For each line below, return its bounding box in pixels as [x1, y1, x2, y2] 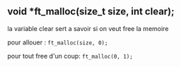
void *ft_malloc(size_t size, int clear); [7, 6, 175, 18]
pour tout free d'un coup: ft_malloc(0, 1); [7, 51, 133, 60]
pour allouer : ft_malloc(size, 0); [7, 38, 108, 47]
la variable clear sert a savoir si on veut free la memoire [7, 24, 169, 32]
